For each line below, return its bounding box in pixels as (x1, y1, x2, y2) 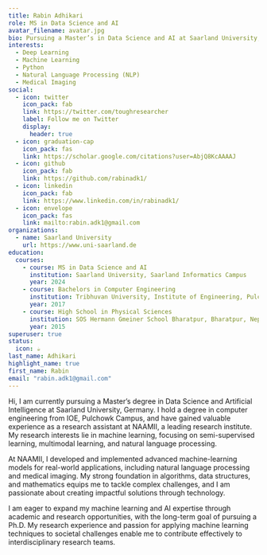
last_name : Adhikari (8, 352, 77, 361)
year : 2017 (29, 300, 66, 308)
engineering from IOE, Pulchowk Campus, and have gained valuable (8, 413, 231, 423)
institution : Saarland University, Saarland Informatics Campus (29, 271, 247, 279)
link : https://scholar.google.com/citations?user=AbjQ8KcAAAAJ (22, 152, 237, 160)
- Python (15, 64, 44, 72)
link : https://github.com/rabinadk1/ (22, 174, 148, 183)
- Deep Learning (15, 49, 69, 57)
